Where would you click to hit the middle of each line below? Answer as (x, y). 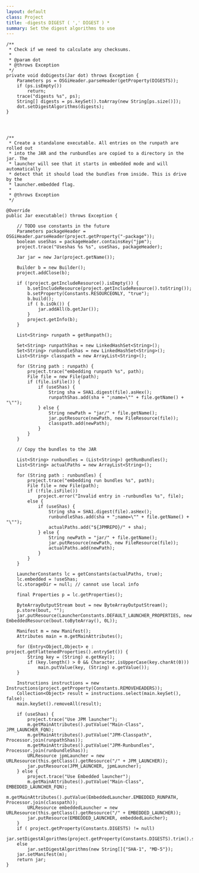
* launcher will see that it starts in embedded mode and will (88, 164)
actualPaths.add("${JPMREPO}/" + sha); (97, 528)
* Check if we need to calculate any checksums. (70, 50)
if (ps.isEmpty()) (39, 86)
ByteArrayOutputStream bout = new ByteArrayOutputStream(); (92, 605)
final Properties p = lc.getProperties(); (70, 595)
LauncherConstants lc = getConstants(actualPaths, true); (90, 574)
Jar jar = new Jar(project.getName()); (66, 258)
